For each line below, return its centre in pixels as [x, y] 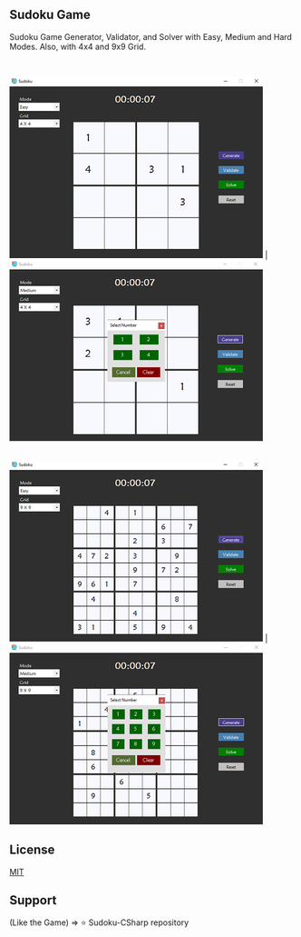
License [32, 850]
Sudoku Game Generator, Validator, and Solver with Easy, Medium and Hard [151, 36]
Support [33, 900]
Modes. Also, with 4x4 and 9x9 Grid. [78, 46]
